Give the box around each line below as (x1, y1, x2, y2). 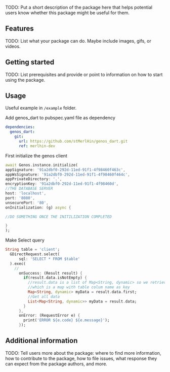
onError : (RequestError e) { (18, 313, 80, 318)
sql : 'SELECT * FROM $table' (18, 256, 80, 261)
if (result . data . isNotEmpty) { (23, 275, 87, 281)
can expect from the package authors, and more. (5, 360, 108, 367)
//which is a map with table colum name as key (27, 285, 130, 290)
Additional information (5, 336, 78, 345)
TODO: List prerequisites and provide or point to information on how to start (5, 71, 163, 78)
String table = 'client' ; (5, 247, 60, 252)
